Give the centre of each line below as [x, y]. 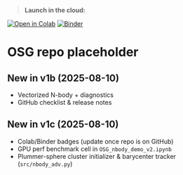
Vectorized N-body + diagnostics [66, 95]
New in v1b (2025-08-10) [63, 78]
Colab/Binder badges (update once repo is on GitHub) [95, 141]
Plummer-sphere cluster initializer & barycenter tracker [97, 156]
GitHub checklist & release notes [65, 102]
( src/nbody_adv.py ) [45, 164]
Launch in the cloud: [55, 10]
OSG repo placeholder [73, 52]
